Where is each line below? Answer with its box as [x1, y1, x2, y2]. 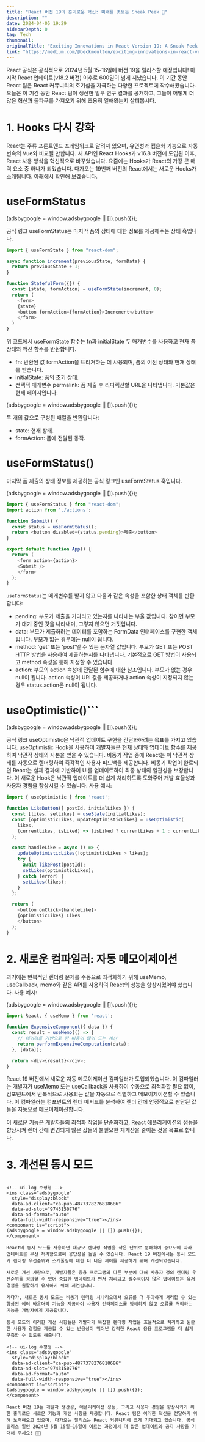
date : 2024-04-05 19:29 [6, 20, 67, 26]
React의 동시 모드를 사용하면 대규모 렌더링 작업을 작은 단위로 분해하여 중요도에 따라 [6, 1245, 192, 1251]
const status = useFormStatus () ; [12, 523, 97, 530]
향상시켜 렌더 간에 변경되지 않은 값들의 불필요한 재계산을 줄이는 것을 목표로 [6, 1126, 184, 1134]
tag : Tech [6, 32, 32, 38]
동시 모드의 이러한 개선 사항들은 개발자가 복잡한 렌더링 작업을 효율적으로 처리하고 [6, 1319, 184, 1326]
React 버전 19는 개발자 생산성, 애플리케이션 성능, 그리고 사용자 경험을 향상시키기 [6, 1404, 188, 1410]
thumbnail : [6, 37, 34, 43]
